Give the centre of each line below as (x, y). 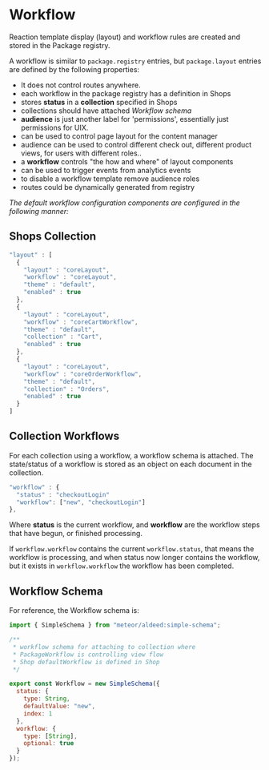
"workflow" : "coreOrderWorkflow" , (83, 374)
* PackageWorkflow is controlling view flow (88, 655)
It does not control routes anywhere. (80, 85)
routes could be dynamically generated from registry (108, 187)
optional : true (49, 744)
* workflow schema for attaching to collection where (104, 647)
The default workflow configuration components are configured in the (125, 203)
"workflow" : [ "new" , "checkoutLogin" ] (81, 502)
